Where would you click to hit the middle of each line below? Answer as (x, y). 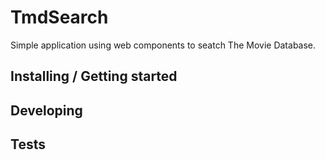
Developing (46, 110)
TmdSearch (59, 17)
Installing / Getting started (94, 76)
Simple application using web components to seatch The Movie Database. (163, 45)
